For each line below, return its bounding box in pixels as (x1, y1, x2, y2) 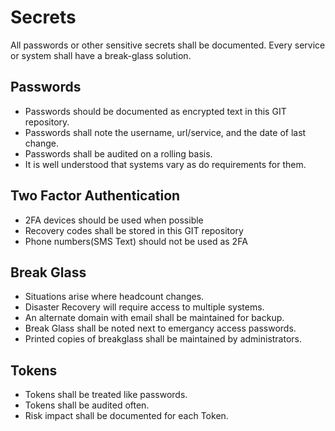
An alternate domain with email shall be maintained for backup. (24, 312, 285, 324)
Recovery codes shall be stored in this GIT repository (24, 224, 244, 236)
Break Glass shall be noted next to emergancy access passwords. (24, 322, 297, 335)
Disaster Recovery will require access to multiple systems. (24, 301, 265, 313)
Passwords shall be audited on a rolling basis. (24, 147, 213, 160)
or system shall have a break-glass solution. (10, 49, 192, 61)
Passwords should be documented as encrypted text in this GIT (24, 105, 287, 117)
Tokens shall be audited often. (24, 399, 150, 411)
